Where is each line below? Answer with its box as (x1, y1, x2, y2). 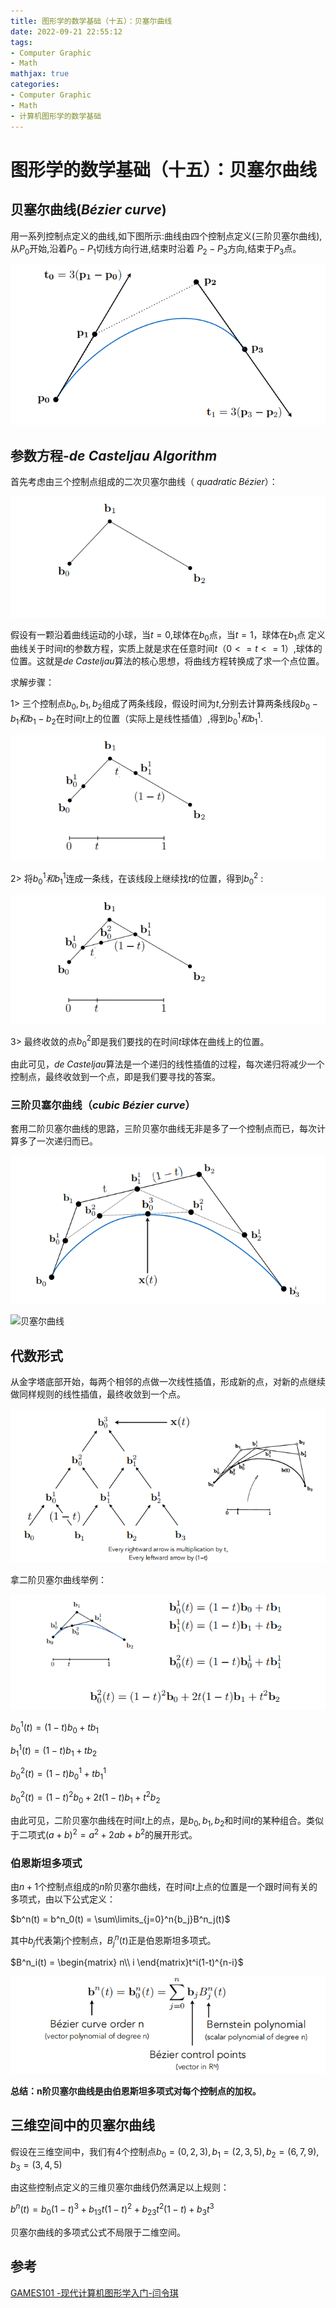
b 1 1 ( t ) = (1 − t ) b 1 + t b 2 (10, 1743, 98, 1759)
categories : (10, 80, 60, 90)
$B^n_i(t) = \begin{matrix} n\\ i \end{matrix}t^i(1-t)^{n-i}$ (10, 1956, 244, 1968)
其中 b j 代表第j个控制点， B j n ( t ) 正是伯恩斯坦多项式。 (10, 1933, 217, 1949)
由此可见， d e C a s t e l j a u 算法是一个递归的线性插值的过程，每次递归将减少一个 (10, 1058, 325, 1070)
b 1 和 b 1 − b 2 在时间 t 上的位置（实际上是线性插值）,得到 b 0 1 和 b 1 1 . (10, 711, 264, 727)
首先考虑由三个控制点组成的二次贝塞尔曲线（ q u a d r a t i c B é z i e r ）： (10, 475, 278, 487)
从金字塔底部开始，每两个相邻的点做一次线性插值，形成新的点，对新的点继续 (10, 1375, 326, 1387)
